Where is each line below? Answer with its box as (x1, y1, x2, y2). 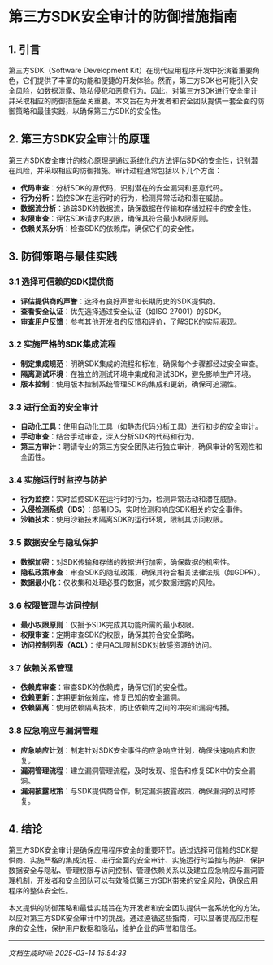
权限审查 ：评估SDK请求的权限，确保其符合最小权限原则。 (19, 213, 214, 223)
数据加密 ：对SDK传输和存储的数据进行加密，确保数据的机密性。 (19, 557, 235, 566)
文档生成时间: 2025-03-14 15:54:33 (8, 949, 127, 958)
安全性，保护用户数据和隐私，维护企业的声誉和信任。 (22, 924, 201, 933)
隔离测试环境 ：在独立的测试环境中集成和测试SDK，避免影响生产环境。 (19, 369, 256, 378)
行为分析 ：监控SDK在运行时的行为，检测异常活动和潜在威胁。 (19, 193, 227, 203)
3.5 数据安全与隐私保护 (8, 537, 99, 548)
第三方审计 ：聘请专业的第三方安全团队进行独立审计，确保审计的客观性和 (19, 442, 262, 452)
